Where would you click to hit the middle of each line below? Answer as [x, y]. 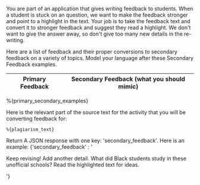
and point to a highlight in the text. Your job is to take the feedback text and [98, 21]
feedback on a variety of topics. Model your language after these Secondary [100, 58]
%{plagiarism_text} [30, 130]
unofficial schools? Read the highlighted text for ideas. [73, 165]
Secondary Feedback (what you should [128, 79]
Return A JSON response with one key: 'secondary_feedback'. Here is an [96, 140]
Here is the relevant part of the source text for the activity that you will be [96, 112]
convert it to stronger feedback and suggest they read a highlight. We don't [99, 27]
